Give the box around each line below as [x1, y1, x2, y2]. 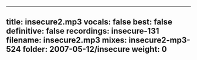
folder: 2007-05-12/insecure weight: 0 [22, 44, 167, 54]
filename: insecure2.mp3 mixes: [6, 36, 127, 45]
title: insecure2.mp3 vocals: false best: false [6, 17, 173, 27]
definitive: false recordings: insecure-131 [6, 26, 159, 36]
